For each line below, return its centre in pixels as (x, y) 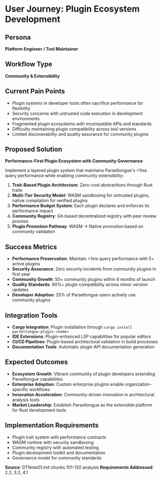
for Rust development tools (39, 410)
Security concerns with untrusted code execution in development (77, 113)
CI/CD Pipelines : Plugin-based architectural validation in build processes (85, 342)
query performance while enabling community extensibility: (65, 176)
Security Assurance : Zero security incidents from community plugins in (84, 269)
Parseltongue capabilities (37, 379)
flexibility (21, 108)
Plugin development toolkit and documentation (59, 452)
